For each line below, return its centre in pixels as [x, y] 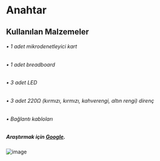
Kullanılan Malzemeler [47, 32]
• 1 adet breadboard [31, 64]
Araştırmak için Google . [36, 137]
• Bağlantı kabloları [30, 119]
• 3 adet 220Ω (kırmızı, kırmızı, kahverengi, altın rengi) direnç [80, 101]
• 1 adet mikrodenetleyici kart [42, 47]
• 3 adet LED [22, 83]
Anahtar [26, 10]
